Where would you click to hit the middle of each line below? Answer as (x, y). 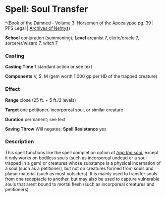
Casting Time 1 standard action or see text (49, 67)
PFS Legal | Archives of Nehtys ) (38, 28)
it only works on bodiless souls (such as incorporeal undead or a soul (76, 158)
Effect (13, 89)
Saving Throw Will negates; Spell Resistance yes (56, 129)
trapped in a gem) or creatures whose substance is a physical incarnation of (83, 163)
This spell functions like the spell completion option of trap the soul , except (82, 152)
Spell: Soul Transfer (47, 9)
